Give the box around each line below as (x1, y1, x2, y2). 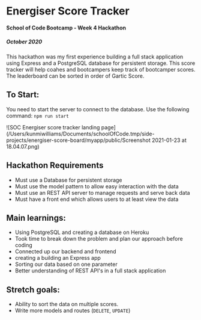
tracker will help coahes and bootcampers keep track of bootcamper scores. (6, 66, 196, 73)
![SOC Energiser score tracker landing (6, 123, 100, 131)
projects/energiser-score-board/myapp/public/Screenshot (6, 137, 151, 144)
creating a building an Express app (14, 254, 101, 262)
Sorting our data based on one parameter (14, 260, 118, 268)
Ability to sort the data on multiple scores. (14, 301, 119, 308)
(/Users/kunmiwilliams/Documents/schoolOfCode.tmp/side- (6, 130, 155, 137)
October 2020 (6, 38, 43, 45)
